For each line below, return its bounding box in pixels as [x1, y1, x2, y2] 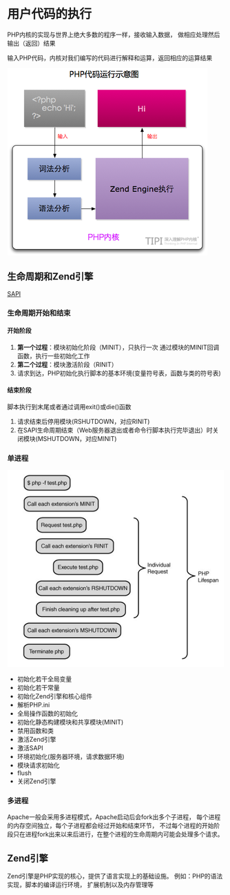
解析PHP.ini [17, 701, 50, 709]
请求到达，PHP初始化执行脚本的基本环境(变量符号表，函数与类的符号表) [17, 368, 222, 377]
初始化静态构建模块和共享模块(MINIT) [17, 718, 124, 727]
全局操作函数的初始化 [17, 709, 78, 718]
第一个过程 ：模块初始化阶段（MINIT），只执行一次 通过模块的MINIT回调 [17, 343, 220, 351]
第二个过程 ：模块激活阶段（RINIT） [17, 360, 118, 368]
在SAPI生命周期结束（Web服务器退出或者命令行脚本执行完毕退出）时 [17, 426, 213, 435]
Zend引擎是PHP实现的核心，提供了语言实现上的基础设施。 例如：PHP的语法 [7, 872, 223, 881]
